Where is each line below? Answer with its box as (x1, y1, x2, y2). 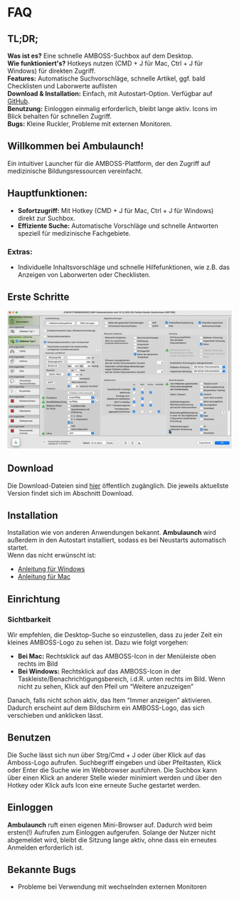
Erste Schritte (7, 291, 70, 303)
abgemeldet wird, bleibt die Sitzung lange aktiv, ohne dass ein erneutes (7, 835, 217, 844)
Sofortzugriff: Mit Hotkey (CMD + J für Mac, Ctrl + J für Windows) (17, 206, 214, 214)
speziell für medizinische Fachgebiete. (17, 229, 131, 237)
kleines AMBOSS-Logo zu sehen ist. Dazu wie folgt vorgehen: (7, 638, 188, 647)
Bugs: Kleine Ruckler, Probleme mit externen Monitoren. (7, 120, 172, 128)
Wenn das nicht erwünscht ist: (7, 551, 97, 560)
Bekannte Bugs (7, 864, 76, 876)
